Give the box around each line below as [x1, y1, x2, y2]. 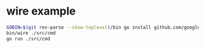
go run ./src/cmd [6, 35, 51, 42]
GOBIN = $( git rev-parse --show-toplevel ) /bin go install [6, 24, 151, 30]
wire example [6, 4, 76, 18]
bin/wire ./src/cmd [6, 30, 56, 36]
